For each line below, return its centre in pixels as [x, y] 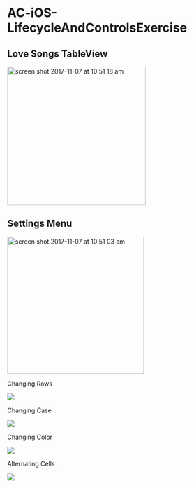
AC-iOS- [32, 13]
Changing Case [30, 410]
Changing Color [30, 437]
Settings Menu [40, 224]
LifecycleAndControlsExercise [97, 28]
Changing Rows [30, 384]
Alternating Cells [31, 463]
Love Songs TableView [58, 54]
